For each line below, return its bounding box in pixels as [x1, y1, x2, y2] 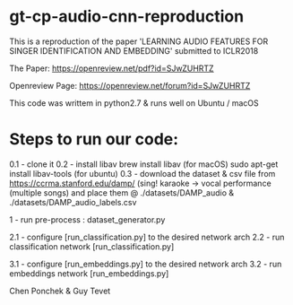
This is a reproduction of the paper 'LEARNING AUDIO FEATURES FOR [9, 36, 269, 47]
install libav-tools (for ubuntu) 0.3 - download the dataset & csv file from [9, 168, 276, 179]
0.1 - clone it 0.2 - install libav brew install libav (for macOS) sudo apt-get [9, 159, 279, 170]
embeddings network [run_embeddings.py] [9, 267, 169, 279]
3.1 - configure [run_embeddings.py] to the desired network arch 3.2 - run [9, 258, 282, 269]
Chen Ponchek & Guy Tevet [9, 285, 111, 296]
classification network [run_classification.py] [9, 240, 175, 252]
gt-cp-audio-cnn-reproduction [9, 6, 245, 27]
